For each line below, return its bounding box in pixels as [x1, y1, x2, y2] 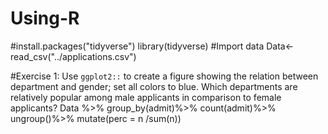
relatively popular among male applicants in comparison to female [10, 91, 282, 103]
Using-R [10, 7, 80, 30]
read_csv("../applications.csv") [10, 50, 137, 62]
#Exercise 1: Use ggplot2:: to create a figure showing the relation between [10, 70, 319, 82]
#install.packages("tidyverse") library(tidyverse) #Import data [10, 40, 265, 52]
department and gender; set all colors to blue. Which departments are [10, 80, 298, 92]
